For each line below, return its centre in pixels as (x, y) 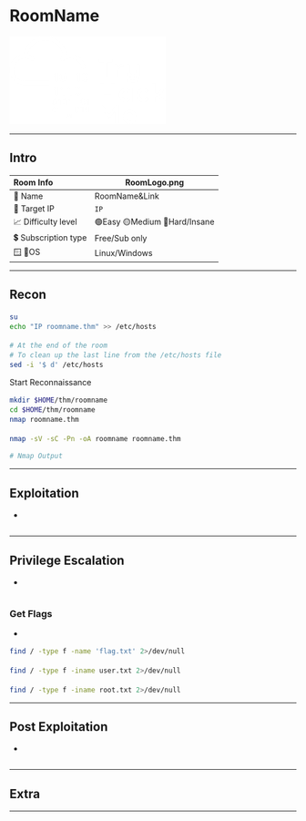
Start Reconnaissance (51, 383)
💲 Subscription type (50, 238)
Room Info (33, 182)
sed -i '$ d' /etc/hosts (56, 365)
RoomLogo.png (155, 182)
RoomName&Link (127, 196)
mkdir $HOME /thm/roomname (58, 400)
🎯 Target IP (34, 208)
